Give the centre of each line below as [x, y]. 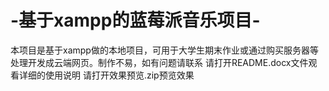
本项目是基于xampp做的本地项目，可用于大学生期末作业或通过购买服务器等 [164, 50]
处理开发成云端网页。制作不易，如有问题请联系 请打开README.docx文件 [159, 62]
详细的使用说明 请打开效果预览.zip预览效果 [106, 75]
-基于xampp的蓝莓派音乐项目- [135, 20]
